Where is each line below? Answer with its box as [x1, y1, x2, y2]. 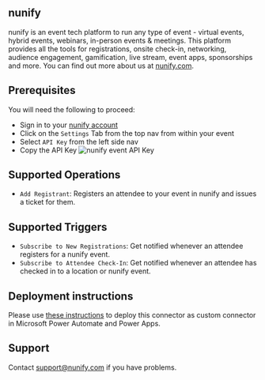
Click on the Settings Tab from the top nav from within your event [19, 128, 235, 137]
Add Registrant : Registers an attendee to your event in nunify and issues [19, 189, 257, 198]
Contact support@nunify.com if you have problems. [8, 363, 177, 372]
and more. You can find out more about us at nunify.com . [8, 61, 195, 70]
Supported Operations [8, 168, 121, 182]
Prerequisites [8, 84, 76, 97]
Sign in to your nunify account [19, 120, 119, 130]
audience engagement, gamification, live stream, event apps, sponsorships [8, 52, 253, 62]
